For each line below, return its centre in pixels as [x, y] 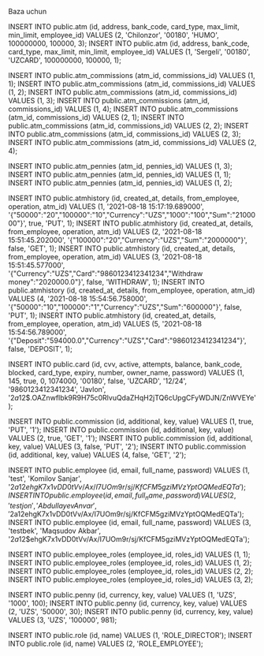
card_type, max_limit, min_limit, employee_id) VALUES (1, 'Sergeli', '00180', [129, 52]
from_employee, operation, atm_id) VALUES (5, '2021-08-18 [105, 324]
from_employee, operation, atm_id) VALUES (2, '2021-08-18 [105, 231]
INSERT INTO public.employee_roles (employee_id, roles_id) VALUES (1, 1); [129, 554]
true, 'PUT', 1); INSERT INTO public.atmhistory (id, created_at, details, [141, 223]
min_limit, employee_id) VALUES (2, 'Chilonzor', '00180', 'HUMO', [113, 35]
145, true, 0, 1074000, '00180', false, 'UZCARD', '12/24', [98, 381]
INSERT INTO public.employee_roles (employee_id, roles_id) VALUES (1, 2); [130, 562]
